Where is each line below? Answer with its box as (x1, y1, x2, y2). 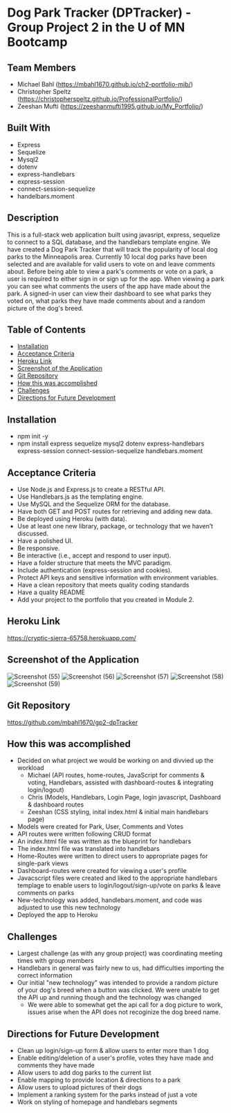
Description (7, 212, 59, 224)
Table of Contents (7, 324, 86, 336)
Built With (7, 122, 50, 134)
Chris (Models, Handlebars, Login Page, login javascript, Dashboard (27, 793, 221, 802)
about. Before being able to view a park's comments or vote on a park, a (7, 267, 213, 275)
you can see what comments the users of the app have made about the (7, 282, 211, 290)
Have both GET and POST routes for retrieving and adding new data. (17, 507, 213, 516)
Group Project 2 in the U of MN (7, 19, 185, 35)
